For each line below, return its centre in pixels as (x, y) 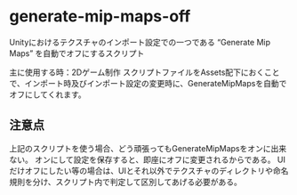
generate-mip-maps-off (100, 16)
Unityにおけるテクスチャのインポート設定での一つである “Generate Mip (140, 42)
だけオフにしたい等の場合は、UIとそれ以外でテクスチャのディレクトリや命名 (149, 170)
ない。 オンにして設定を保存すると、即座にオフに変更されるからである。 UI (148, 159)
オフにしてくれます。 (48, 94)
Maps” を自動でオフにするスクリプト (77, 53)
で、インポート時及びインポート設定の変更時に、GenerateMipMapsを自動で (148, 83)
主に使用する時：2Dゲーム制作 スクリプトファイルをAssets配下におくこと (144, 72)
